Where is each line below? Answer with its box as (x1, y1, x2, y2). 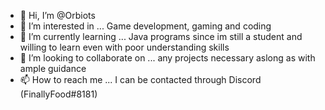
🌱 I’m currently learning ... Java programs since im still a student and (19, 31, 303, 42)
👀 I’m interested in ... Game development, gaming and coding (19, 20, 272, 32)
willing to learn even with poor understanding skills (19, 41, 230, 53)
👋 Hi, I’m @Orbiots (19, 10, 96, 21)
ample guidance (19, 63, 87, 74)
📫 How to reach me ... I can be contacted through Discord (19, 74, 262, 85)
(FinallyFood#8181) (19, 88, 98, 100)
